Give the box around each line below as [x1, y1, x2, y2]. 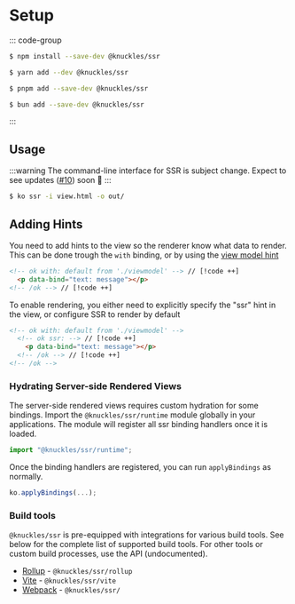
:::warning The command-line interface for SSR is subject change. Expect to [9, 165, 287, 176]
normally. [9, 472, 43, 482]
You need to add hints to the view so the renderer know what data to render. [9, 240, 288, 250]
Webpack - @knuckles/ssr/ [21, 584, 121, 595]
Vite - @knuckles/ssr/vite [21, 575, 117, 586]
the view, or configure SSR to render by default [9, 308, 181, 320]
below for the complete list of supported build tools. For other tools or [9, 539, 264, 550]
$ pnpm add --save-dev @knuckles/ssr [9, 83, 149, 93]
